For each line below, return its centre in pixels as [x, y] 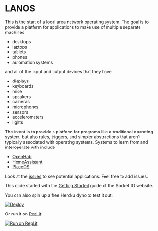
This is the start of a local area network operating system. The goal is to [77, 22]
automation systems [32, 62]
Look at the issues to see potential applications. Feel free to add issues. [77, 176]
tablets [19, 52]
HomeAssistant [27, 162]
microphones [25, 107]
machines [15, 32]
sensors [20, 112]
